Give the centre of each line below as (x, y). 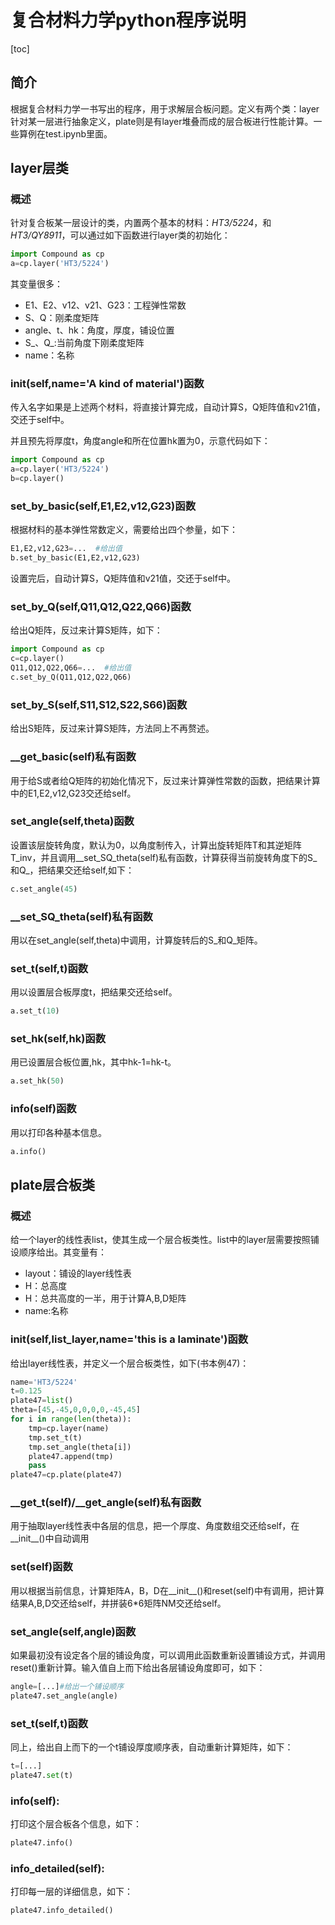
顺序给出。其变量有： (62, 1252)
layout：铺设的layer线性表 (78, 1273)
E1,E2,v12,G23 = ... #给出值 (66, 549)
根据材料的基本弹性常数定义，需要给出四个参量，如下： (124, 530)
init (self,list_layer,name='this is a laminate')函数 (129, 1339)
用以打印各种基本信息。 (58, 1132)
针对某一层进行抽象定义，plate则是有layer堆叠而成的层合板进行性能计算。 (162, 121)
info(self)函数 (43, 1109)
